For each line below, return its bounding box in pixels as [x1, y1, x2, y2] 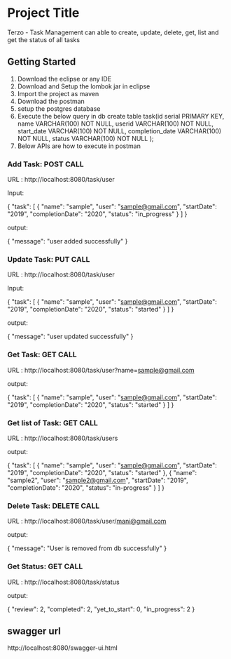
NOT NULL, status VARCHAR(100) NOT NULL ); [17, 134, 154, 142]
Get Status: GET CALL [7, 561, 83, 571]
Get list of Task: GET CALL [7, 418, 98, 427]
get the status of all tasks [7, 35, 80, 44]
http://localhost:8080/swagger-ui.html [7, 644, 118, 652]
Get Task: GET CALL [7, 350, 77, 359]
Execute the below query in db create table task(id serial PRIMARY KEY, [17, 112, 225, 120]
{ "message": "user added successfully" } [7, 237, 128, 246]
